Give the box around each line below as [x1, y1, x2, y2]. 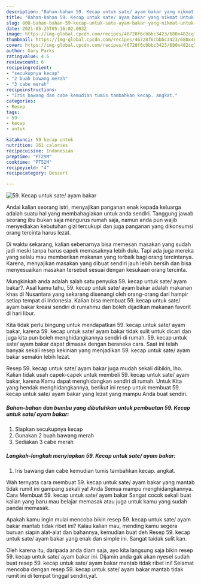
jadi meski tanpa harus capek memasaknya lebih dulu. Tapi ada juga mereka [6, 247, 194, 254]
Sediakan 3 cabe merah [14, 439, 74, 446]
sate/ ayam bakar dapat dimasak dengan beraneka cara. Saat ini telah [6, 340, 178, 348]
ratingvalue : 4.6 [6, 53, 50, 59]
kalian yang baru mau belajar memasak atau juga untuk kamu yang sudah [6, 498, 187, 505]
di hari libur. [6, 310, 35, 317]
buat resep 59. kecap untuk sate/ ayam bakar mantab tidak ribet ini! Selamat [6, 559, 194, 567]
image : [6, 31, 23, 37]
